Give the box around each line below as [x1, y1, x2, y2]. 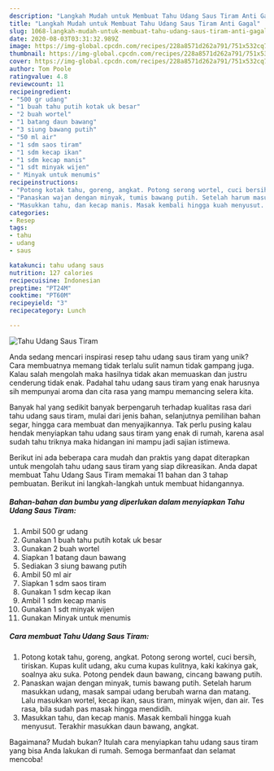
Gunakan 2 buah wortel [20, 543, 100, 554]
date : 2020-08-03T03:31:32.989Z [9, 34, 119, 43]
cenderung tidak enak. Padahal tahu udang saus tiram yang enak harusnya [9, 378, 260, 388]
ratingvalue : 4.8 [9, 72, 68, 81]
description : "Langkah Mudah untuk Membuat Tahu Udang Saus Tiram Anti [9, 11, 257, 20]
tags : [9, 224, 28, 232]
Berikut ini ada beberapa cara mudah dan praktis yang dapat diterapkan [9, 453, 250, 462]
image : [9, 42, 32, 50]
